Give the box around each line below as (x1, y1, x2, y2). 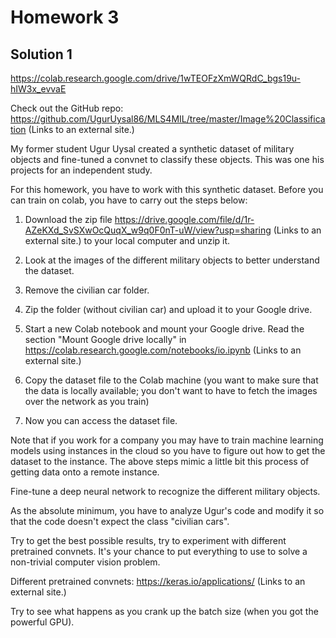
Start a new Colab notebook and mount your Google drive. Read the (24, 323, 305, 335)
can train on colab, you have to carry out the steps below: (10, 194, 248, 206)
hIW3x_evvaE (10, 83, 67, 95)
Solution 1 (10, 46, 73, 63)
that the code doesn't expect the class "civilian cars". (10, 516, 230, 527)
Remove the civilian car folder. (24, 284, 150, 296)
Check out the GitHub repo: (10, 102, 124, 114)
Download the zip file (24, 214, 113, 225)
